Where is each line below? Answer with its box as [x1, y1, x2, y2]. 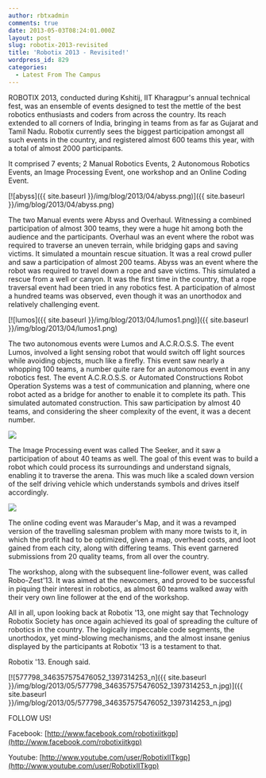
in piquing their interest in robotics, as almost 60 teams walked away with [8, 584, 249, 593]
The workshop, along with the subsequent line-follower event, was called [8, 566, 249, 577]
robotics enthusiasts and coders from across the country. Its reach [8, 109, 226, 119]
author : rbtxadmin [8, 11, 69, 20]
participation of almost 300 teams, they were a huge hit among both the [8, 224, 244, 233]
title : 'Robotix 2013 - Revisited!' [8, 49, 129, 56]
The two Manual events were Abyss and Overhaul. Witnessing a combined [8, 215, 252, 224]
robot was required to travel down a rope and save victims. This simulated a [8, 266, 256, 275]
